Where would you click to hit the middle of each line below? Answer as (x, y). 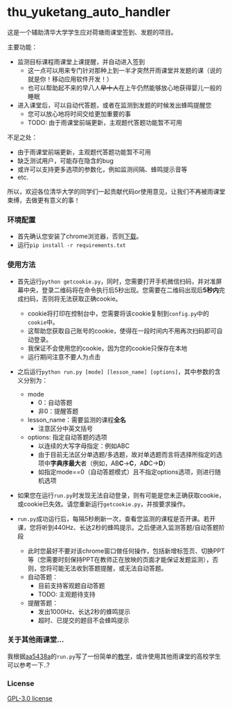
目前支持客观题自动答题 (71, 585)
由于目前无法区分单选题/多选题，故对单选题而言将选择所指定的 (127, 454)
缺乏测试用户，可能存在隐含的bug (65, 160)
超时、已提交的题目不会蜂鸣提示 (83, 620)
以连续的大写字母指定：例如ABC (84, 446)
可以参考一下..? (28, 665)
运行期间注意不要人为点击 (64, 357)
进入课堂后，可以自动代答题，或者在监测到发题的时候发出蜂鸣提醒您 (114, 105)
